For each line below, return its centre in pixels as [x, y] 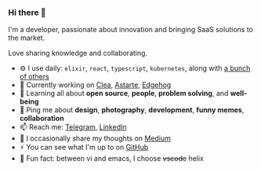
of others [34, 77]
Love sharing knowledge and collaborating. [78, 53]
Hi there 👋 [27, 13]
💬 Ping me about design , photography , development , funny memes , [132, 110]
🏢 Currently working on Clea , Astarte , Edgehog [95, 85]
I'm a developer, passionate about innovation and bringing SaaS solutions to [130, 30]
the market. [27, 38]
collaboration [42, 118]
